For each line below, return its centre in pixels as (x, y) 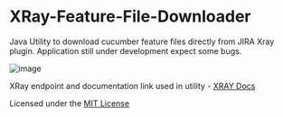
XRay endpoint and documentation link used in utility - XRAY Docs (132, 85)
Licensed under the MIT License (69, 103)
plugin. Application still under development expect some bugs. (126, 50)
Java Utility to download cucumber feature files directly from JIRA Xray (142, 41)
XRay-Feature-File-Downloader (130, 17)
